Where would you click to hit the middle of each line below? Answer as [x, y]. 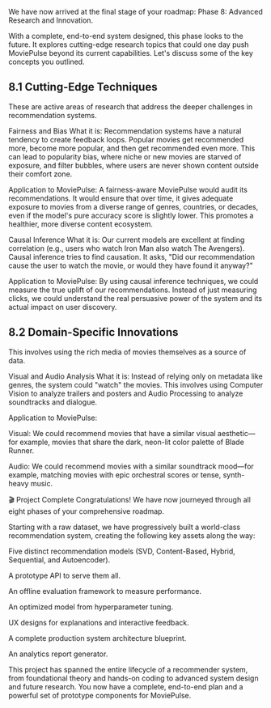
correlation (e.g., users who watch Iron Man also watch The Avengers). [127, 248]
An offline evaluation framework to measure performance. [105, 591]
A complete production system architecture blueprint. [97, 638]
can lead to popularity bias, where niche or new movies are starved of [125, 156]
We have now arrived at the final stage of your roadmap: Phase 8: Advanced [135, 12]
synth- [234, 475]
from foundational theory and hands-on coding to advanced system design [133, 678]
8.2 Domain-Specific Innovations [93, 332]
